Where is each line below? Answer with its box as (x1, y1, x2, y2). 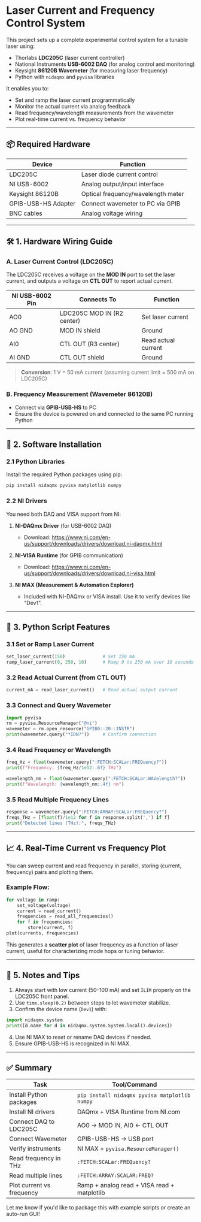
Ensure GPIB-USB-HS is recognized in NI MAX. (14, 1040, 131, 1047)
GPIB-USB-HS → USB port (77, 1135, 154, 1143)
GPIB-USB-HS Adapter (9, 199, 76, 207)
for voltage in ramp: (6, 897, 60, 903)
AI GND (9, 353, 31, 362)
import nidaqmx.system (6, 1017, 63, 1023)
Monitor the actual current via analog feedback (14, 102, 131, 110)
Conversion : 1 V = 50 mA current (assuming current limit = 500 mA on (20, 369, 194, 376)
